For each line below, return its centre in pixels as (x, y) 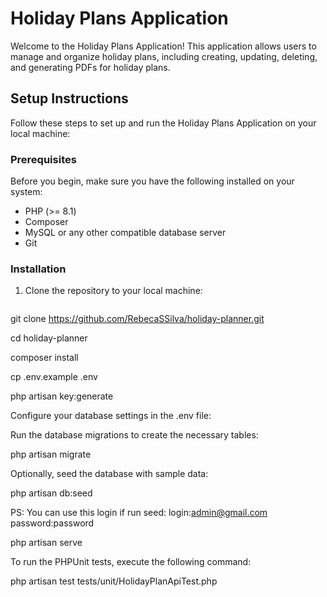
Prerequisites (43, 159)
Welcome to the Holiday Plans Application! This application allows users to (163, 46)
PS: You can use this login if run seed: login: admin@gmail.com (139, 513)
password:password (52, 523)
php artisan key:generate (62, 396)
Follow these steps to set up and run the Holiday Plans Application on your (163, 123)
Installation (38, 269)
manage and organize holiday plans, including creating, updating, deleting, (164, 56)
